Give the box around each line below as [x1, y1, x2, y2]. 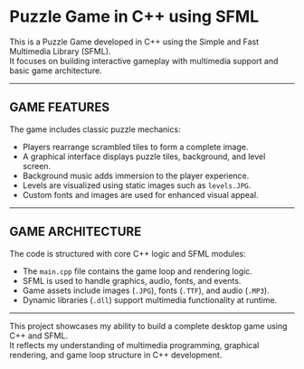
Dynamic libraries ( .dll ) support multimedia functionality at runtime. [22, 294, 278, 305]
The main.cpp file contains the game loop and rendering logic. [22, 265, 253, 277]
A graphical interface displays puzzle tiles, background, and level [22, 151, 266, 162]
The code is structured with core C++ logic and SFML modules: [9, 248, 246, 259]
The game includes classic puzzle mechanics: [9, 124, 181, 135]
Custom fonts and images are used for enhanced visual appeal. [22, 189, 260, 200]
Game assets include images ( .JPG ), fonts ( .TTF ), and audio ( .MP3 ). [22, 285, 270, 296]
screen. [22, 160, 52, 171]
